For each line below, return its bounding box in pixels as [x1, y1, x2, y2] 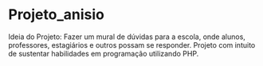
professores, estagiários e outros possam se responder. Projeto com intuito [8, 40, 256, 49]
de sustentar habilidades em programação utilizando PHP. [8, 49, 199, 58]
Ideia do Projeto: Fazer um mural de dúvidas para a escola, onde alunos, [8, 32, 245, 41]
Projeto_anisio [8, 6, 105, 24]
